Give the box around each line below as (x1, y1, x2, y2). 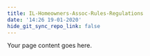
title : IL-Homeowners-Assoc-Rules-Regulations (7, 10, 144, 17)
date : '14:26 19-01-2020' (7, 16, 82, 23)
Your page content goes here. (7, 42, 92, 50)
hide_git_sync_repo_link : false (7, 23, 100, 29)
